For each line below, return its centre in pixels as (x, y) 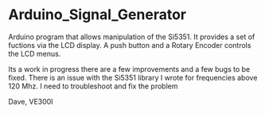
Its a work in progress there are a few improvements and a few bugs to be (129, 69)
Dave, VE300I (31, 101)
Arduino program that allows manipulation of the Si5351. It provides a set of (132, 37)
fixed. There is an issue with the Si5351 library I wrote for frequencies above (133, 77)
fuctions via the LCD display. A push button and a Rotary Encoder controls (130, 45)
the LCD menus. (35, 53)
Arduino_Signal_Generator (97, 15)
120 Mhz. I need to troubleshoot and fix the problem (93, 86)
